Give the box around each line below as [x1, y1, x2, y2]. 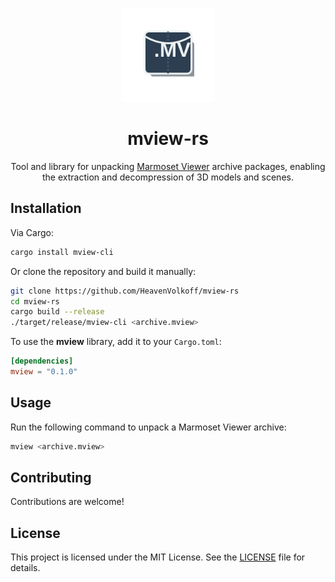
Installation [10, 200, 82, 217]
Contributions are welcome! [10, 496, 125, 508]
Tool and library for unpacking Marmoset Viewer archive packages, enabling [10, 160, 326, 172]
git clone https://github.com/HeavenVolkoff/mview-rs [10, 286, 240, 296]
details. [10, 562, 41, 574]
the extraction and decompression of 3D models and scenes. [42, 171, 294, 183]
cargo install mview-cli [10, 247, 114, 257]
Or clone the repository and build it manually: [10, 265, 197, 277]
